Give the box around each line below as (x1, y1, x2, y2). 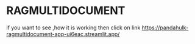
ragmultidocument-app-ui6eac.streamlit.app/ (6, 30, 120, 37)
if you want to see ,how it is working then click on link (6, 24, 141, 31)
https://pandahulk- (141, 24, 189, 31)
